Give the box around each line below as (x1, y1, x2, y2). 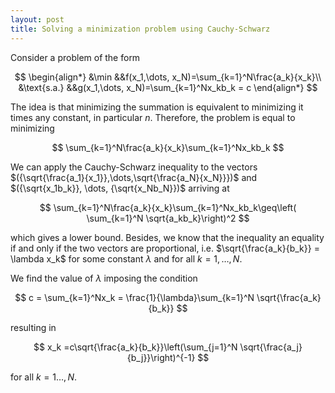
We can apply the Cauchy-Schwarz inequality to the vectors (10, 161, 258, 173)
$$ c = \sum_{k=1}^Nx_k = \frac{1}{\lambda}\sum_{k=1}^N (14, 291, 255, 303)
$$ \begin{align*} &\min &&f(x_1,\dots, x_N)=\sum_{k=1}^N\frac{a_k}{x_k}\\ (14, 71, 322, 83)
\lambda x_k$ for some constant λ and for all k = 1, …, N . (10, 252, 243, 265)
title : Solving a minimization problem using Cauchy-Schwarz (10, 24, 271, 34)
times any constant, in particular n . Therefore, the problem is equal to (10, 111, 296, 123)
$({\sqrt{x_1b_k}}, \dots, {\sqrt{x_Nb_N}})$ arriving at (10, 182, 230, 194)
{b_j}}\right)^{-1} (126, 351, 196, 363)
